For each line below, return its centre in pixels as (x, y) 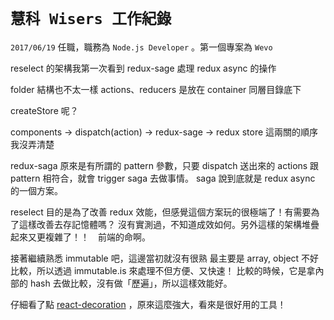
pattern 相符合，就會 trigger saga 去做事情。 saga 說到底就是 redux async (163, 178)
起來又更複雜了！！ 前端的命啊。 (80, 237)
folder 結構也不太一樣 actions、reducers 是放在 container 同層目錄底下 (156, 89)
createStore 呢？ (44, 110)
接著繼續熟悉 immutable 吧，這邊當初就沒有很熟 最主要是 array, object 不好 (165, 258)
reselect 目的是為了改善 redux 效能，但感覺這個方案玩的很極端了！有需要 (161, 212)
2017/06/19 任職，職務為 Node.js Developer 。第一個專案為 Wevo (141, 47)
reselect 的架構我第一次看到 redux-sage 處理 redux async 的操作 (143, 68)
